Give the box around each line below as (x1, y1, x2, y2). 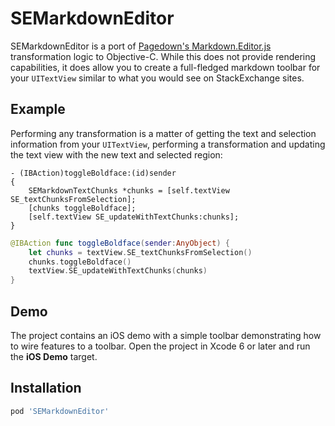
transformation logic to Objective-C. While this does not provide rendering (10, 50, 317, 62)
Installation (10, 380, 82, 397)
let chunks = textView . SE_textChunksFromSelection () (28, 247, 253, 257)
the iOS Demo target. (10, 350, 98, 362)
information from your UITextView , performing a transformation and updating (10, 138, 326, 150)
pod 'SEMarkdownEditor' (10, 406, 110, 416)
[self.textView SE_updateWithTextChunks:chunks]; (28, 212, 240, 222)
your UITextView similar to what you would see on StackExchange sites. (10, 72, 305, 84)
